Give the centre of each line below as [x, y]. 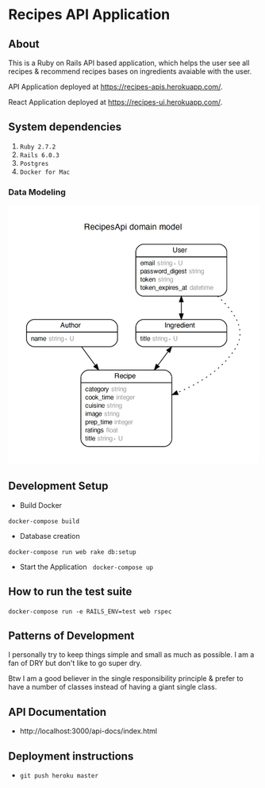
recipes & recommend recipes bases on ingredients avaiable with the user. [130, 71]
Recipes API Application [89, 15]
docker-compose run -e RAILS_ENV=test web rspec [90, 611]
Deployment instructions [71, 756]
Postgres [34, 163]
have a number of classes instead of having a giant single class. [113, 687]
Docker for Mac [45, 172]
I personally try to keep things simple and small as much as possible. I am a [131, 655]
